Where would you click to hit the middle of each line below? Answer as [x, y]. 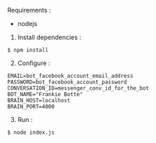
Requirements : [29, 10]
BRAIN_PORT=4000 [31, 107]
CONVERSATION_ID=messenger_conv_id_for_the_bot [78, 88]
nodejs [27, 23]
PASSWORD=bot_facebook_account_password [67, 82]
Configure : [34, 63]
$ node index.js [31, 132]
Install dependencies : [50, 37]
